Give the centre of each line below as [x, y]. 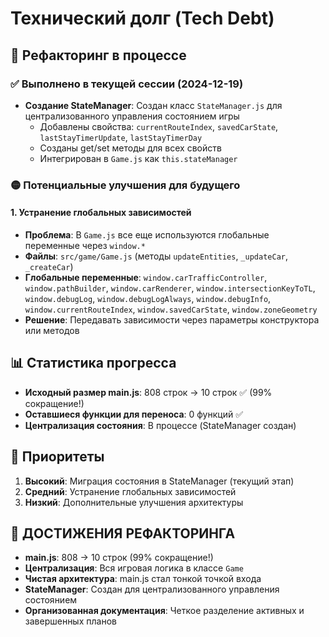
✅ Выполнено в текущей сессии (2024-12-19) [127, 84]
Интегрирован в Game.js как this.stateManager [138, 158]
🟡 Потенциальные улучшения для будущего [125, 185]
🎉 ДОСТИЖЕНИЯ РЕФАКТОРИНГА [123, 533]
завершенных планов [70, 621]
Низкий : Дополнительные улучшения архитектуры [134, 502]
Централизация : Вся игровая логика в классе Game [134, 568]
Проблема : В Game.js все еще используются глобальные [147, 235]
